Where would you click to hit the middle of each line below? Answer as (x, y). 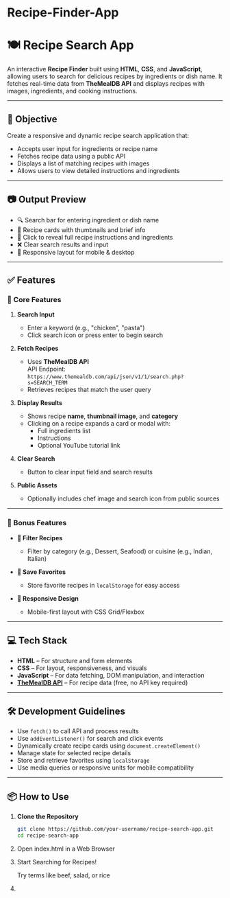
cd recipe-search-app (48, 836)
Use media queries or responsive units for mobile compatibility (105, 768)
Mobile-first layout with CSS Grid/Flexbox (86, 612)
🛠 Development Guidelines (66, 711)
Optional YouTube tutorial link (79, 446)
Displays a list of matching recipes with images (83, 163)
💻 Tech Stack (37, 641)
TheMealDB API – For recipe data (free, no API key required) (102, 682)
